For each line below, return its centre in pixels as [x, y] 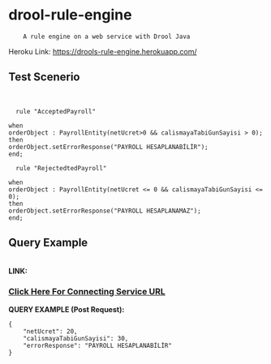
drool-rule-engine [70, 15]
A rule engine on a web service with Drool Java [107, 36]
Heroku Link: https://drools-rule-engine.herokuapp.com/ [103, 51]
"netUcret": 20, [51, 331]
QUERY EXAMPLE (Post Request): [67, 309]
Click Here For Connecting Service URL [87, 292]
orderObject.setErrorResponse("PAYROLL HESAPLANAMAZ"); [105, 211]
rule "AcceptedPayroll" [56, 111]
